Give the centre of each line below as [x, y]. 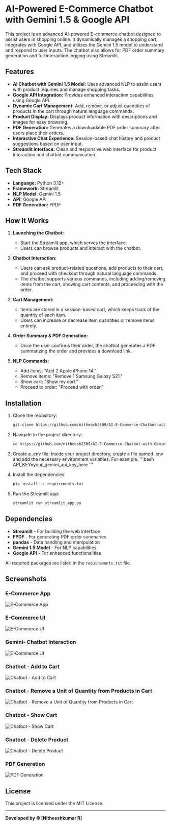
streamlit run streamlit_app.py [47, 503]
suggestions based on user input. [48, 144]
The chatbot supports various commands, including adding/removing [93, 279]
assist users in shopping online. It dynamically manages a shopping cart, [81, 39]
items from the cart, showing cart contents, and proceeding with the [92, 285]
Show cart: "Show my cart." [49, 382]
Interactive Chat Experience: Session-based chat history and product [86, 138]
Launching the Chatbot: [38, 233]
